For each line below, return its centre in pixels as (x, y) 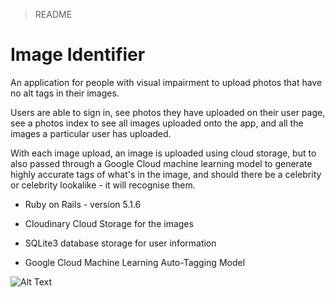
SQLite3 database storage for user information (120, 243)
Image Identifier (78, 55)
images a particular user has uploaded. (91, 133)
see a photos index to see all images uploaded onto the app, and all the (157, 123)
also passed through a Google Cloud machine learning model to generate (161, 163)
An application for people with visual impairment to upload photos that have (166, 82)
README (53, 14)
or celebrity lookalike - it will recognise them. (103, 185)
